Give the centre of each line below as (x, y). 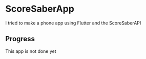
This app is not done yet (31, 51)
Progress (20, 39)
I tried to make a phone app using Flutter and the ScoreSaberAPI (73, 23)
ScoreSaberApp (40, 9)
